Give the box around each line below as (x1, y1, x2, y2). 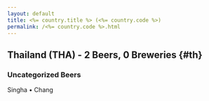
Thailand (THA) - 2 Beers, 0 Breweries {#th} (7, 49, 203, 61)
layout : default (7, 10, 55, 17)
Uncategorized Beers (7, 70, 81, 79)
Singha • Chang (7, 86, 54, 94)
